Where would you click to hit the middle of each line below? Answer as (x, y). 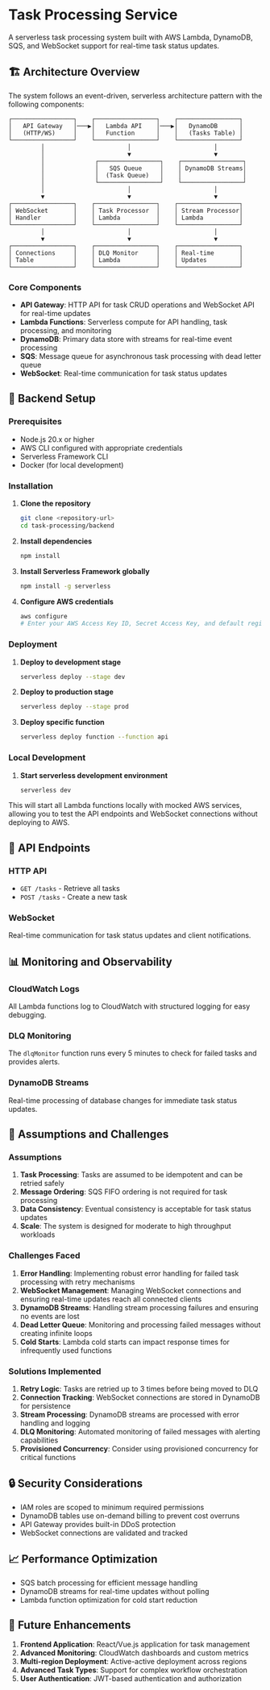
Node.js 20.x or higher (57, 439)
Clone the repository (55, 504)
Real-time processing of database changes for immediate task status (123, 1100)
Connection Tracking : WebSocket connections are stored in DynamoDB (140, 1397)
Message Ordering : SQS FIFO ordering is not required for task (124, 1192)
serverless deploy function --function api (94, 737)
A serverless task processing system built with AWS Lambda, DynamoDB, (131, 37)
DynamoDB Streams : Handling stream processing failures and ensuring (139, 1307)
